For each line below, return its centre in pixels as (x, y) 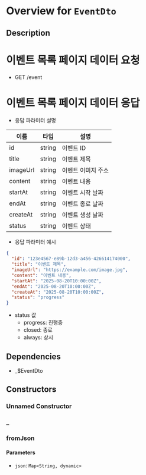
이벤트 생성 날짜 (82, 215)
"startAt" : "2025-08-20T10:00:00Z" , (56, 281)
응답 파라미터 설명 (35, 121)
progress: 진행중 (43, 323)
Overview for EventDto (61, 11)
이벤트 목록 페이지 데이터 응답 (73, 103)
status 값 (25, 315)
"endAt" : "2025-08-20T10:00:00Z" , (54, 287)
